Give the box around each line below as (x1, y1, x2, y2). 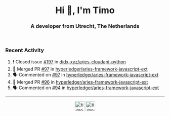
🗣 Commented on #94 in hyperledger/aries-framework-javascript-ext (12, 85, 159, 91)
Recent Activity (5, 47, 45, 54)
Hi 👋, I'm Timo (55, 5, 115, 16)
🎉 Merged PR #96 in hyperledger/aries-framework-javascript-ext (12, 79, 148, 85)
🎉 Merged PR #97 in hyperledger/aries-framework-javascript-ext (12, 66, 148, 72)
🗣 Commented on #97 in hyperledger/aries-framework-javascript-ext (12, 71, 159, 78)
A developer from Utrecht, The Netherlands (30, 23, 140, 30)
